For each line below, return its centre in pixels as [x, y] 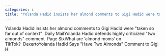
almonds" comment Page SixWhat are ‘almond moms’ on [63, 39]
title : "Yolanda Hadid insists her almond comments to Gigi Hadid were [80, 14]
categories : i [20, 10]
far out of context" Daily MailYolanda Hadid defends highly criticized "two [80, 33]
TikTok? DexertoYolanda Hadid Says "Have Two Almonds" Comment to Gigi [82, 44]
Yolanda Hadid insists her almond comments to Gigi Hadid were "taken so [80, 28]
